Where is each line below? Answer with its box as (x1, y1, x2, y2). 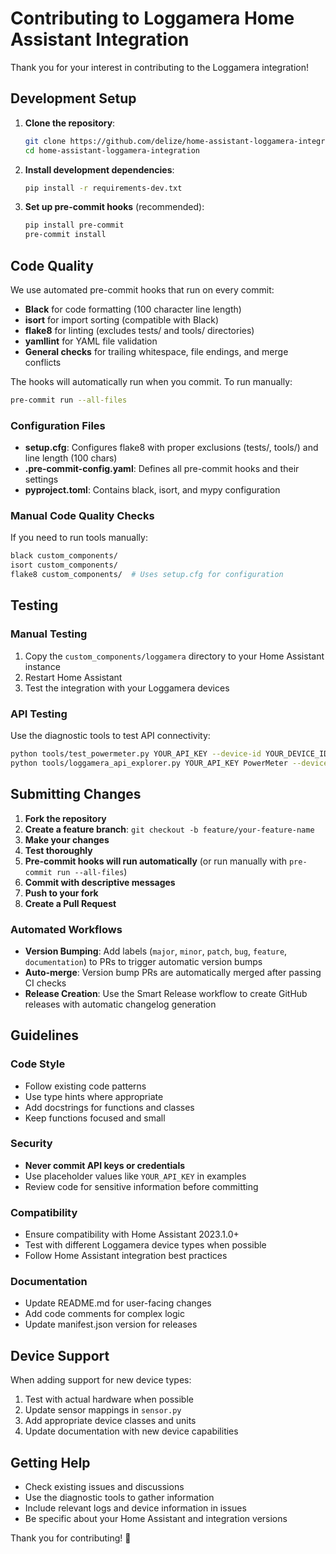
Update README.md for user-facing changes (24, 1297, 212, 1309)
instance (24, 660, 61, 672)
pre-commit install (24, 230, 107, 240)
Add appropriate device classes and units (24, 1415, 197, 1427)
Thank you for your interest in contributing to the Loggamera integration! (10, 61, 309, 73)
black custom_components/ (10, 551, 118, 561)
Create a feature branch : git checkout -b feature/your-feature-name (24, 823, 315, 835)
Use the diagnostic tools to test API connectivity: (10, 730, 211, 742)
